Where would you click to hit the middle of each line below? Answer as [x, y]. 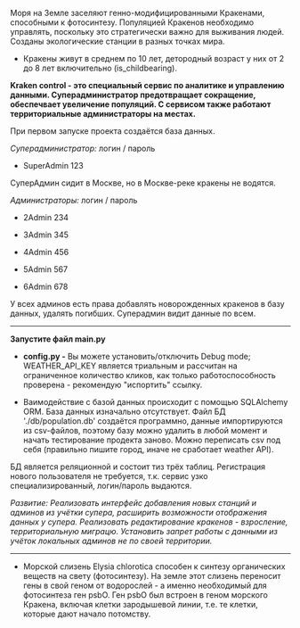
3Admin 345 [46, 235]
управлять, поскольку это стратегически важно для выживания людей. [147, 32]
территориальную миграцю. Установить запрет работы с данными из [144, 531]
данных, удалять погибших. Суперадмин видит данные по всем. [133, 313]
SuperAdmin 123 [53, 165]
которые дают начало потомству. [87, 614]
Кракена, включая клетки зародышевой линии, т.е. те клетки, [141, 604]
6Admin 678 [45, 286]
